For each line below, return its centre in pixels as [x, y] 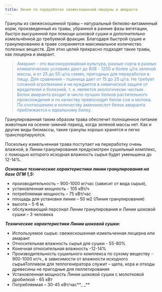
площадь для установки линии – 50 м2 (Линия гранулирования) [78, 199]
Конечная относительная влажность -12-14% [59, 248]
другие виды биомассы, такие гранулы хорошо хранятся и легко [73, 129]
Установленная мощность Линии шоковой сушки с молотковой [78, 274]
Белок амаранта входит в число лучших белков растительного [82, 94]
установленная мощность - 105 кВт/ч [51, 188]
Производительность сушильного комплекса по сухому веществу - [83, 254]
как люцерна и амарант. [30, 54]
